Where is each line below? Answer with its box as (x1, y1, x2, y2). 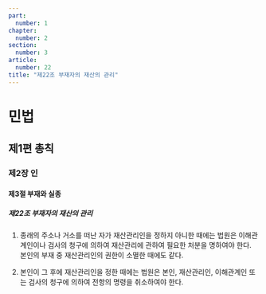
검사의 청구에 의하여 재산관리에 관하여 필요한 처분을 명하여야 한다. (47, 240, 252, 249)
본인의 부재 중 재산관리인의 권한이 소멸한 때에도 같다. (19, 250, 184, 260)
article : (8, 57, 37, 65)
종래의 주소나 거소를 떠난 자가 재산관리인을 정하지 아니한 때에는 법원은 (19, 230, 237, 240)
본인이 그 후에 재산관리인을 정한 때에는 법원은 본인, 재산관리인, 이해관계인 (19, 267, 248, 276)
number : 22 (15, 64, 52, 72)
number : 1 (15, 19, 48, 27)
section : (8, 41, 37, 49)
